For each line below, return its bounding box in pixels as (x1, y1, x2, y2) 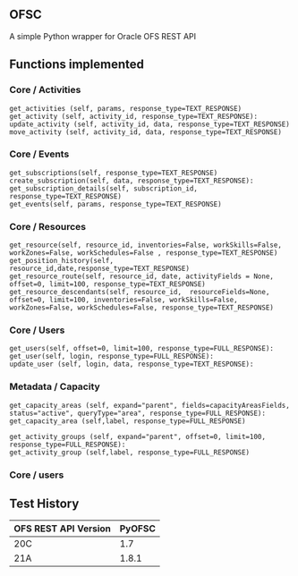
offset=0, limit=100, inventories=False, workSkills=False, (9, 295, 239, 305)
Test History (9, 496, 80, 511)
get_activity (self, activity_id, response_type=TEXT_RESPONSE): (9, 112, 258, 121)
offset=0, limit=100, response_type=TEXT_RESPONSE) (9, 280, 206, 289)
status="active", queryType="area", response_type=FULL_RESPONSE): (9, 409, 267, 418)
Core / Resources (9, 220, 87, 233)
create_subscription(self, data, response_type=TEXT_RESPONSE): (9, 176, 254, 185)
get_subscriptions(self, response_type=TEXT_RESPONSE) (9, 168, 218, 177)
